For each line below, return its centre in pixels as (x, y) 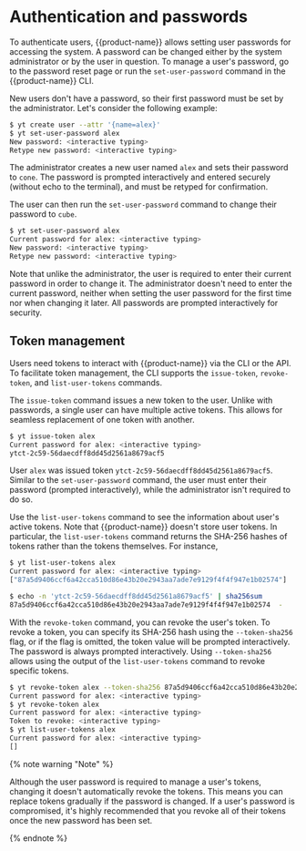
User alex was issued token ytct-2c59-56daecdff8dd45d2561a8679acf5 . (141, 470)
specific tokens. (40, 671)
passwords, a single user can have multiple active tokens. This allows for (146, 410)
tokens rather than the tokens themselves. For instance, (114, 546)
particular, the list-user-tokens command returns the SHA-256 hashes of (148, 537)
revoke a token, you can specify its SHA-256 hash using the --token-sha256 (151, 631)
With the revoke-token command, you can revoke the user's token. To (140, 622)
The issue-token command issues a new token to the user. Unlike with (141, 400)
